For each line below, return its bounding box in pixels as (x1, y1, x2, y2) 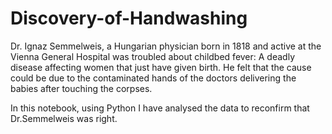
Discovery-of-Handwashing (10, 7, 248, 30)
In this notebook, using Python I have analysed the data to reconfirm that (10, 102, 310, 114)
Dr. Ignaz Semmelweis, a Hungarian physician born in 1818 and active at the (10, 40, 322, 52)
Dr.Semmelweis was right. (10, 112, 118, 124)
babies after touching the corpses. (10, 82, 153, 94)
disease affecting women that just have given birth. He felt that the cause (10, 61, 312, 73)
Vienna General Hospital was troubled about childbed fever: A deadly (10, 50, 295, 62)
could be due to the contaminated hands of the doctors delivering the (10, 72, 297, 84)
